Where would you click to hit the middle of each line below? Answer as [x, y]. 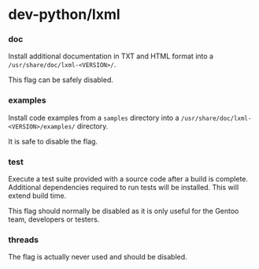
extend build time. [37, 196]
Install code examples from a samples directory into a [94, 118]
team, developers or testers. [54, 219]
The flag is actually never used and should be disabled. [98, 257]
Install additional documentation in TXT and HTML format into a [111, 56]
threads [24, 240]
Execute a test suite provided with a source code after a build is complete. [128, 179]
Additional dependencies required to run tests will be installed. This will [124, 188]
